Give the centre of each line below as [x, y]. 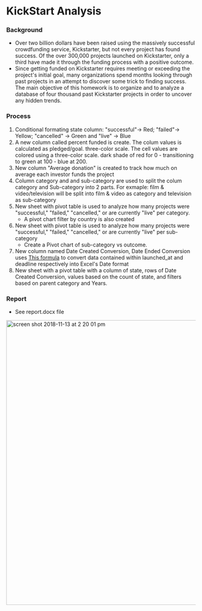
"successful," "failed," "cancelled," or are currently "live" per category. [103, 213]
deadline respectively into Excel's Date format [72, 264]
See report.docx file [39, 312]
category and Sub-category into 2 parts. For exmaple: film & [89, 187]
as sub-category [35, 199]
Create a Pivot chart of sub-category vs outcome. [85, 245]
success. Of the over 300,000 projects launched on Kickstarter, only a [102, 56]
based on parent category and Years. [61, 283]
